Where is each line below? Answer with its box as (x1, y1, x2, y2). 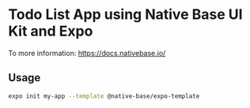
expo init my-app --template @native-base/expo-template (8, 92, 200, 100)
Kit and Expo (8, 22, 93, 40)
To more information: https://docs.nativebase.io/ (8, 48, 166, 58)
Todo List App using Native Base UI (8, 6, 243, 24)
